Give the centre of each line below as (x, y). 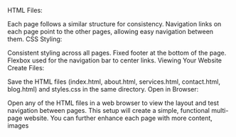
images (18, 126)
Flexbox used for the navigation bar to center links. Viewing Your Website (115, 60)
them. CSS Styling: (35, 39)
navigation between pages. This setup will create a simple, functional (108, 110)
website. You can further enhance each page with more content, (118, 118)
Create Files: (26, 68)
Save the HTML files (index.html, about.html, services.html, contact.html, (114, 82)
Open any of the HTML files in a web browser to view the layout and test (113, 103)
